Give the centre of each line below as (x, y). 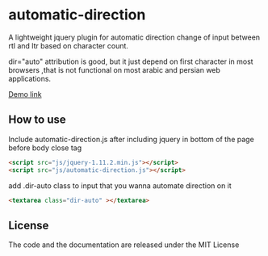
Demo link (25, 94)
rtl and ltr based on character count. (69, 45)
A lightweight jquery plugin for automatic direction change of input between (134, 37)
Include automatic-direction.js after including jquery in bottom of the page (131, 139)
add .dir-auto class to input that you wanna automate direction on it (120, 185)
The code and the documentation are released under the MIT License (124, 245)
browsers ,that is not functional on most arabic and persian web (114, 69)
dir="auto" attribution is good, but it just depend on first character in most (131, 61)
